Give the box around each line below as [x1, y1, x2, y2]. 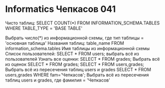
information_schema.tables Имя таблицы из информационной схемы [5, 45, 150, 51]
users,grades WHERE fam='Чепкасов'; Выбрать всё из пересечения [5, 72, 149, 78]
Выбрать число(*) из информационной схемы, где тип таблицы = [5, 35, 144, 41]
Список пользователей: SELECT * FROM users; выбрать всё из [5, 51, 140, 57]
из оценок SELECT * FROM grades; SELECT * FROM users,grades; [5, 61, 145, 67]
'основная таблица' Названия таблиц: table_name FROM [5, 40, 125, 46]
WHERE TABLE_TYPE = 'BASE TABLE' [5, 25, 83, 31]
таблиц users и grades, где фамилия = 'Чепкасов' [5, 77, 111, 83]
